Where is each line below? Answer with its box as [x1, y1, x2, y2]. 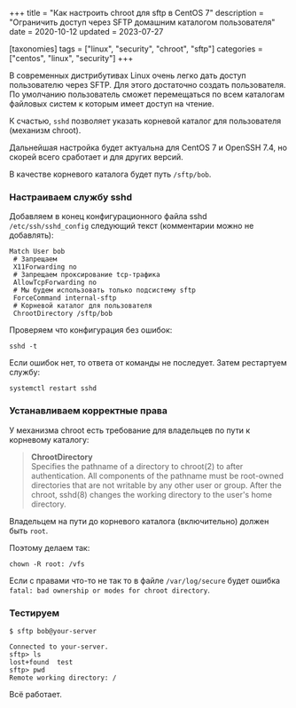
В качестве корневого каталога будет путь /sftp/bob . [9, 169, 212, 179]
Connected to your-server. [9, 642, 109, 651]
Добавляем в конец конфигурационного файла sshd [9, 211, 207, 222]
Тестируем [9, 607, 60, 619]
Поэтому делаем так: [9, 542, 90, 553]
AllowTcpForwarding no [12, 279, 97, 287]
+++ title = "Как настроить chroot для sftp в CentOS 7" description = [9, 8, 264, 18]
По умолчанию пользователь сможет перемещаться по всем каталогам [9, 89, 285, 99]
